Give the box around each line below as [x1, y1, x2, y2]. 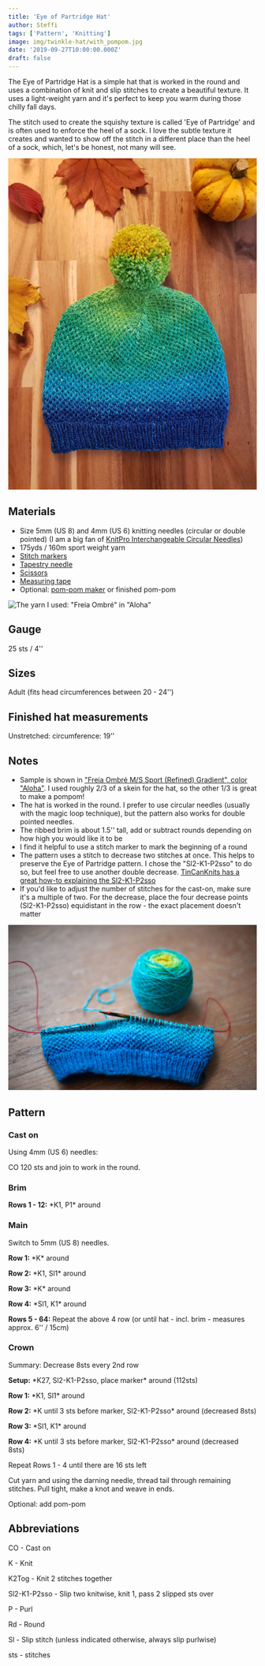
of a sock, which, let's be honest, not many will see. [8, 143, 176, 151]
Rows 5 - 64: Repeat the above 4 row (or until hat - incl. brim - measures [8, 1314, 245, 1324]
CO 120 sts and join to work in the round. [8, 1162, 140, 1171]
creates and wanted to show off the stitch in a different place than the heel [8, 134, 251, 144]
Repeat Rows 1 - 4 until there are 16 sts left [8, 1460, 147, 1470]
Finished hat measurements [8, 710, 148, 723]
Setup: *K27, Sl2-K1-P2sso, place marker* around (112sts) [8, 1375, 199, 1384]
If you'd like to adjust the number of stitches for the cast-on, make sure [19, 884, 251, 894]
